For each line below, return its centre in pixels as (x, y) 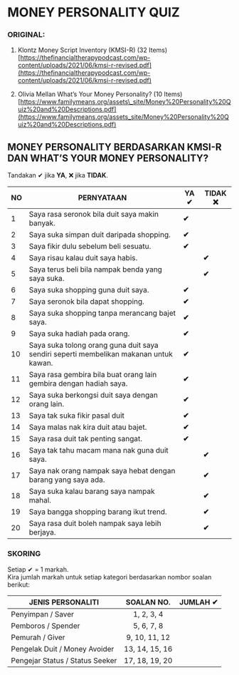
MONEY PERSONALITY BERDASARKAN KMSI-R (115, 147)
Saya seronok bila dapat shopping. (86, 302)
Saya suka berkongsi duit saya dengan (93, 395)
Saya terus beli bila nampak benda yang (95, 269)
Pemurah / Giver (38, 637)
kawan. (41, 363)
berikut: (19, 584)
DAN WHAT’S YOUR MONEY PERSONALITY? (108, 158)
